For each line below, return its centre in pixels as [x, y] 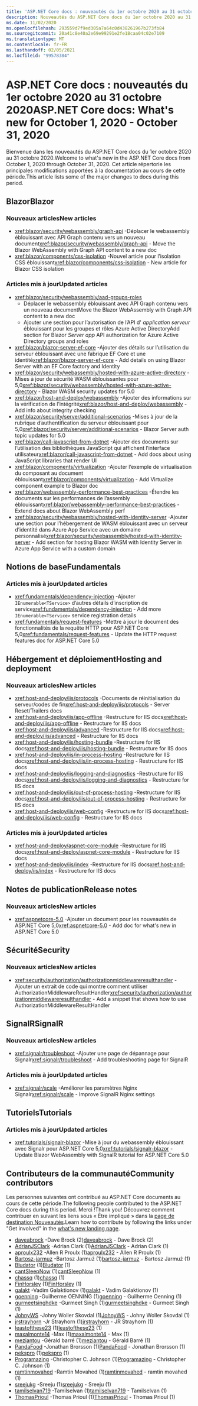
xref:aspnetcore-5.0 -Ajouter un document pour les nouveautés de [95, 919]
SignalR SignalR [35, 1023]
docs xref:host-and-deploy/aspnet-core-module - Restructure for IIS [97, 852]
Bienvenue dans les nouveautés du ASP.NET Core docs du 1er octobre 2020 [99, 151]
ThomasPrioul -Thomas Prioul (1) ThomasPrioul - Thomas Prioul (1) [95, 1397]
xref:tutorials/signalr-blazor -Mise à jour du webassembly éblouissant [99, 1142]
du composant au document [49, 473]
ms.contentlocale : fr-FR [37, 45]
